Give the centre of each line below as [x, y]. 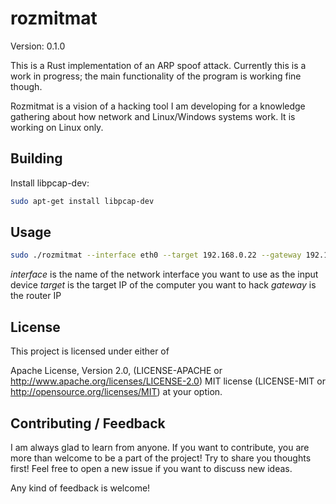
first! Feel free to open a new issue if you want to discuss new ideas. [151, 468]
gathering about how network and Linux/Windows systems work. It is [153, 116]
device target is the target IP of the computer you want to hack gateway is [163, 285]
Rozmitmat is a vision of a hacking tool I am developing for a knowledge [158, 106]
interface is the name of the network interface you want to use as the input [164, 274]
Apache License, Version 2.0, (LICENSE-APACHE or [116, 371]
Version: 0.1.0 [38, 46]
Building [36, 158]
